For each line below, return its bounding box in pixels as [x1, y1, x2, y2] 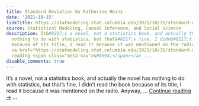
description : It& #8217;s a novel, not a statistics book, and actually [6, 31, 187, 37]
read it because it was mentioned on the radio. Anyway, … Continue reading [6, 87, 191, 94]
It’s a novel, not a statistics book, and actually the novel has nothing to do [6, 75, 185, 82]
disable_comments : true [6, 58, 65, 64]
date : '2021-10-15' [6, 14, 54, 20]
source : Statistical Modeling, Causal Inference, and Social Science [6, 25, 182, 31]
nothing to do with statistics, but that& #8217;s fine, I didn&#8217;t [11, 36, 192, 42]
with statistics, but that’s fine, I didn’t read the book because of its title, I [6, 81, 182, 88]
